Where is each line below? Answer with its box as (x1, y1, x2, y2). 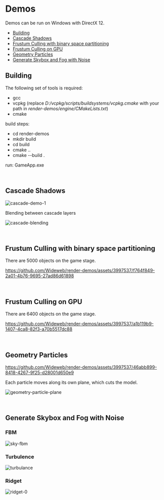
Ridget (5, 477, 22, 484)
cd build (12, 141, 30, 147)
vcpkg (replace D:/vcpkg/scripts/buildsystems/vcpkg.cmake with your (12, 100, 159, 106)
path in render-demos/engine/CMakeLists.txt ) (12, 105, 109, 112)
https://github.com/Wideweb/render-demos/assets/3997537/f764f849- (5, 268, 155, 274)
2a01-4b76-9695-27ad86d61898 (5, 273, 74, 279)
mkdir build (12, 136, 36, 142)
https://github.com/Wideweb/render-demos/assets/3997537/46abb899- (5, 364, 157, 370)
